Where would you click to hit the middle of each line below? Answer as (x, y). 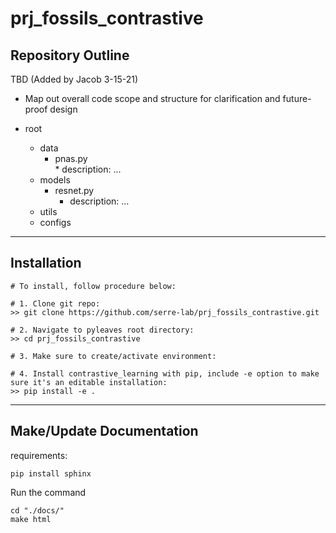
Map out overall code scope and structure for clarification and (152, 98)
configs (55, 222)
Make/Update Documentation (104, 431)
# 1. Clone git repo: (55, 303)
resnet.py (74, 190)
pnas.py (71, 158)
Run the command (48, 492)
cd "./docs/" (37, 510)
